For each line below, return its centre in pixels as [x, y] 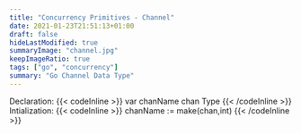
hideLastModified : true [54, 42]
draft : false [34, 34]
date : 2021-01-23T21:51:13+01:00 [72, 26]
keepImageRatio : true [50, 59]
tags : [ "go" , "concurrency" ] [64, 68]
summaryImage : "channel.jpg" [64, 51]
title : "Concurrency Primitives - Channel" [92, 17]
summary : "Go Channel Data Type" [72, 76]
